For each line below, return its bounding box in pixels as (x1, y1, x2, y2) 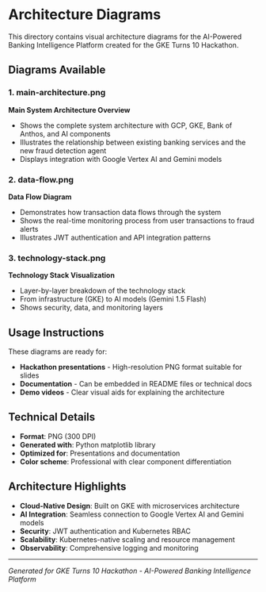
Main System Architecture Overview (8, 105, 131, 114)
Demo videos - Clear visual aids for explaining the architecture (19, 387, 226, 398)
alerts (19, 224, 39, 233)
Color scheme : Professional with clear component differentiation (19, 456, 232, 466)
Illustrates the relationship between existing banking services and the (19, 137, 246, 147)
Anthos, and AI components (19, 129, 111, 138)
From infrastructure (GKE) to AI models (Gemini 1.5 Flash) (19, 294, 207, 304)
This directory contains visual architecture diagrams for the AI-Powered (8, 32, 242, 41)
